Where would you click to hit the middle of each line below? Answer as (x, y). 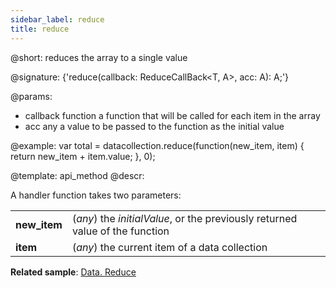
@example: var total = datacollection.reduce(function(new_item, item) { (157, 145)
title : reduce (40, 29)
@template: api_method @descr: (77, 175)
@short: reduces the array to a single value (99, 57)
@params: (31, 96)
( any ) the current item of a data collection (169, 247)
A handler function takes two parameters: (96, 195)
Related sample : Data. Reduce (73, 272)
